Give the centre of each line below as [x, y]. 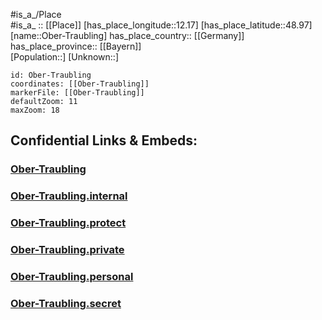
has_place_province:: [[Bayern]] [76, 46]
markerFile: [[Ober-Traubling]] [77, 93]
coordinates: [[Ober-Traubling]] [80, 84]
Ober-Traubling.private [67, 250]
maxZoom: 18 [35, 110]
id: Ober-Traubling [51, 75]
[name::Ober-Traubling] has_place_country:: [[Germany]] [127, 35]
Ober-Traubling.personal [72, 276]
